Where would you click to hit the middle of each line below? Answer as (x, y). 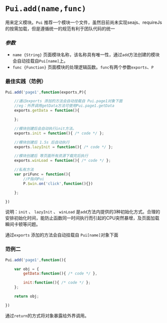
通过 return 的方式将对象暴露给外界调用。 (47, 315)
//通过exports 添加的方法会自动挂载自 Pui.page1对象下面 (68, 101)
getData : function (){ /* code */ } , (60, 274)
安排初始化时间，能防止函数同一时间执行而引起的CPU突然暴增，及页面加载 (82, 218)
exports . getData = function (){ (47, 111)
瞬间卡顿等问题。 (23, 224)
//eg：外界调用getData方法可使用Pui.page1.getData (64, 106)
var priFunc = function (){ (42, 174)
